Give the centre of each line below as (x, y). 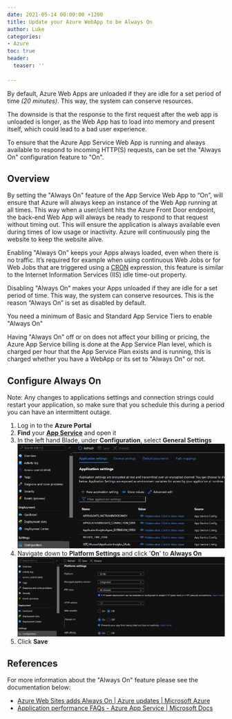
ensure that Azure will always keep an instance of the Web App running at (112, 203)
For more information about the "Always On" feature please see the (103, 680)
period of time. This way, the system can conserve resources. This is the (110, 296)
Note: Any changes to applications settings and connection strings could (110, 398)
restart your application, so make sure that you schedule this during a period (116, 405)
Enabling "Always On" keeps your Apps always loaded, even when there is (113, 253)
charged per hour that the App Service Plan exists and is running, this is (109, 352)
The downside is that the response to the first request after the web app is (113, 114)
